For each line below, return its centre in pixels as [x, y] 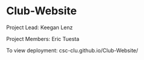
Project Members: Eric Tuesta [43, 39]
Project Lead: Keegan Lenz [40, 27]
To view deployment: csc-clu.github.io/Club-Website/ [72, 50]
